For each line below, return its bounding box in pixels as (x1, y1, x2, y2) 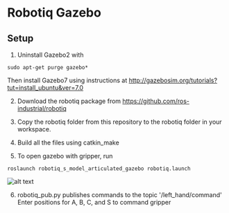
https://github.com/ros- (122, 97, 189, 105)
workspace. (17, 125, 51, 133)
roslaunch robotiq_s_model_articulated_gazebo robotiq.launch (7, 165, 191, 172)
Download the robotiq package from (17, 97, 121, 105)
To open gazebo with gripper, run (17, 152, 113, 160)
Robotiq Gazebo (7, 5, 102, 21)
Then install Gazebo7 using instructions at (7, 76, 128, 84)
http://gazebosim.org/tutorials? (128, 76, 217, 84)
